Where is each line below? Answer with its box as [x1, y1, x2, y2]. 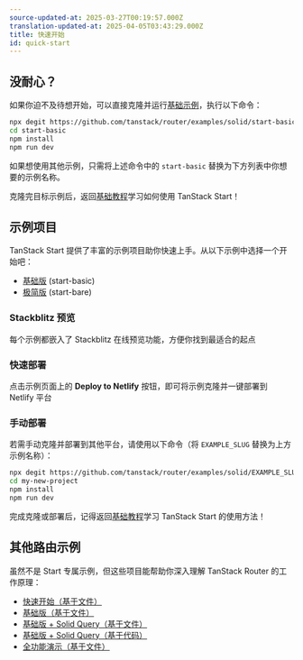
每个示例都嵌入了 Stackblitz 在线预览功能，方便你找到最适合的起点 [9, 334, 256, 344]
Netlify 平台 [9, 391, 52, 402]
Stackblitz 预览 [9, 312, 76, 325]
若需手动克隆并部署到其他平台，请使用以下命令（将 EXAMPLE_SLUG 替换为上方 [9, 439, 291, 450]
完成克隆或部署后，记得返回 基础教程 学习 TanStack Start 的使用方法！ [9, 510, 266, 521]
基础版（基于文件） [22, 607, 95, 618]
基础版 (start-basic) [22, 276, 96, 287]
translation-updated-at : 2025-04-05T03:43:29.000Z [9, 22, 204, 31]
